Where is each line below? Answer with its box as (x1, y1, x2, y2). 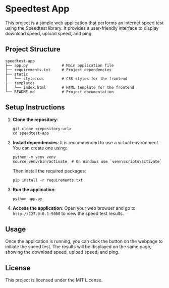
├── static (5, 72, 28, 77)
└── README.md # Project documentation (5, 89, 114, 94)
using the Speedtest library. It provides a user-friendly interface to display (5, 25, 159, 31)
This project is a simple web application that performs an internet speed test (5, 20, 164, 26)
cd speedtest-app (12, 131, 49, 136)
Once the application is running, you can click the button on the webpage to (5, 238, 163, 245)
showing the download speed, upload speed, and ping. (5, 249, 120, 255)
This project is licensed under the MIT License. (5, 277, 103, 283)
